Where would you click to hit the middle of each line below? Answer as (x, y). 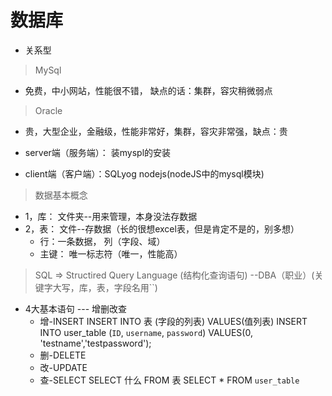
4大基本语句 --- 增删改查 (76, 308)
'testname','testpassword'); (95, 343)
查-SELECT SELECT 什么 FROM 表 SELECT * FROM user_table (169, 380)
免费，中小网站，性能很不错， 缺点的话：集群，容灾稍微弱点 (148, 90)
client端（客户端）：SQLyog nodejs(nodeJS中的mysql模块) (144, 173)
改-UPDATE (63, 367)
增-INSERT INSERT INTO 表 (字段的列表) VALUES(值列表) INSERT (173, 321)
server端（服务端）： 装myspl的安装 (98, 152)
